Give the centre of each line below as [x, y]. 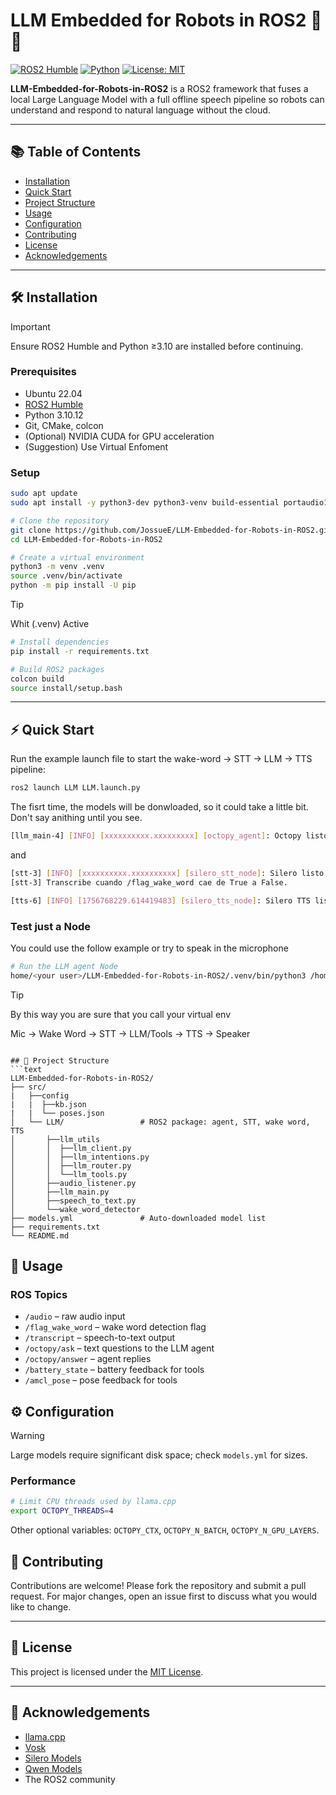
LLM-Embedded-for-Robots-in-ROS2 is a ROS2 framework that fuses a [159, 88]
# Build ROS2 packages [57, 669]
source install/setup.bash [66, 688]
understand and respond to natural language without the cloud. [140, 110]
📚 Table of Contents [76, 152]
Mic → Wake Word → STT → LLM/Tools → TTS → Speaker [130, 1033]
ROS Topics [39, 1294]
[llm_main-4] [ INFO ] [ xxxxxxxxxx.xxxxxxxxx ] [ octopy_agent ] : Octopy [156, 836]
